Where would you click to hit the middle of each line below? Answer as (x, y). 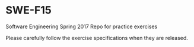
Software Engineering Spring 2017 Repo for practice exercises (82, 26)
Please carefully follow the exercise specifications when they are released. (97, 38)
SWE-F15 (28, 10)
